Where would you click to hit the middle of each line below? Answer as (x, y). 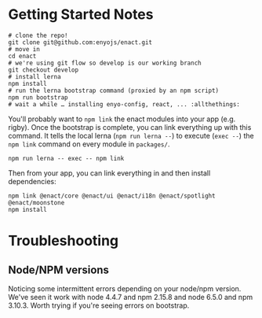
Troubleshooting (64, 241)
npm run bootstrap (38, 97)
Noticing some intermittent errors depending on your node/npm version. (125, 288)
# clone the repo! (38, 35)
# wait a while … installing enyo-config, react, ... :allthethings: (124, 104)
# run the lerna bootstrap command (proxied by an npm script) (114, 91)
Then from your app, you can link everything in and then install (109, 173)
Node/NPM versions (59, 270)
